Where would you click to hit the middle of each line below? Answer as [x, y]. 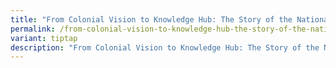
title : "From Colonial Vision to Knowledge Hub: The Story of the [151, 19]
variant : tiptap [44, 38]
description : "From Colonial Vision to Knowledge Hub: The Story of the [165, 47]
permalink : [33, 29]
